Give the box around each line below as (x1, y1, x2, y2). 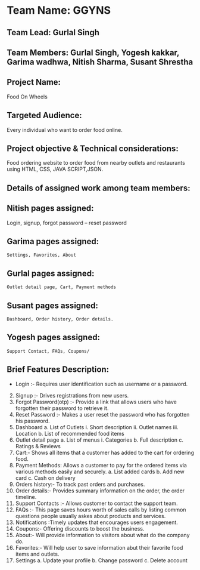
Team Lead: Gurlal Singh (7, 27, 100, 38)
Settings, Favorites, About (7, 252, 77, 258)
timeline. (15, 493, 37, 500)
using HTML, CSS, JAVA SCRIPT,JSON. (7, 165, 104, 173)
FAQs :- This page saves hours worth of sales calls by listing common (15, 506, 186, 513)
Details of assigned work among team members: (7, 183, 190, 193)
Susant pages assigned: (7, 300, 99, 310)
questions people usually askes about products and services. (15, 512, 166, 519)
